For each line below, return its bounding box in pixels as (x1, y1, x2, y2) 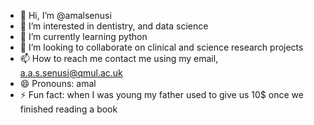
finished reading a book (19, 103, 118, 115)
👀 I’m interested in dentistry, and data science (19, 20, 209, 32)
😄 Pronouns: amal (19, 78, 97, 89)
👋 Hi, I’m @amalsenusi (19, 10, 112, 21)
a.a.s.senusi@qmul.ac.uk (19, 67, 123, 79)
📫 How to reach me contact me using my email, (19, 53, 219, 64)
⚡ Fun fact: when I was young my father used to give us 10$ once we (19, 89, 304, 100)
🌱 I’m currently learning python (19, 31, 148, 42)
